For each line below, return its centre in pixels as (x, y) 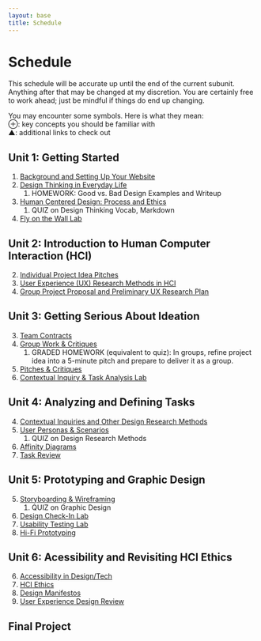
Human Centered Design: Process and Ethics (93, 202)
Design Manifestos (50, 593)
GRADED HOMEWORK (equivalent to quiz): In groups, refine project (141, 352)
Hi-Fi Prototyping (48, 532)
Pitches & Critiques (51, 369)
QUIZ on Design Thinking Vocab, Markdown (103, 210)
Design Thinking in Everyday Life (73, 185)
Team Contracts (46, 335)
